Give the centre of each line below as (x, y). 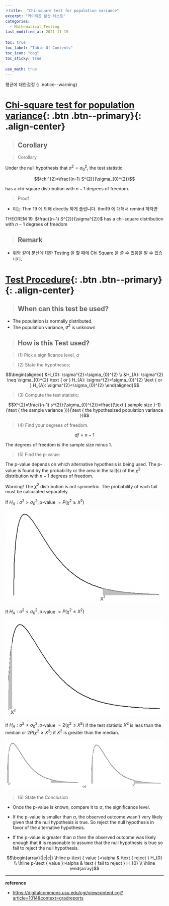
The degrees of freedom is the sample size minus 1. (59, 444)
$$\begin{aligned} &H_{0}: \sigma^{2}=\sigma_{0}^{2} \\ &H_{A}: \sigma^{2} (84, 374)
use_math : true (21, 69)
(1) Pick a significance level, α (48, 355)
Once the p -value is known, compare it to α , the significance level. (81, 807)
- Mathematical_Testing (34, 27)
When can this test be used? (63, 309)
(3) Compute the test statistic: (48, 395)
